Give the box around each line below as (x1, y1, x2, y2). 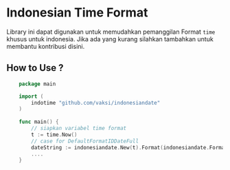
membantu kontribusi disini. (6, 42, 85, 50)
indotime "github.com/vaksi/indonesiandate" (31, 99, 161, 106)
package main (19, 81, 56, 87)
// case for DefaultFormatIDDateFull (31, 138, 139, 145)
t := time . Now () (31, 131, 78, 138)
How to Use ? (6, 62, 64, 74)
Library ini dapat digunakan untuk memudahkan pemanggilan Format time (6, 28, 216, 36)
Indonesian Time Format (6, 5, 148, 21)
